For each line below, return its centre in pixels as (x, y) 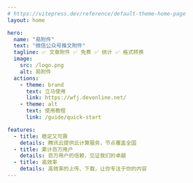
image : (23, 59)
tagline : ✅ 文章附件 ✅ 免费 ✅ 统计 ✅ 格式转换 (79, 52)
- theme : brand (42, 85)
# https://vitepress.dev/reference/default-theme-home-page (97, 14)
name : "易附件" (34, 39)
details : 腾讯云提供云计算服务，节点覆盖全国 (78, 143)
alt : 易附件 (36, 72)
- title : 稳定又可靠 (41, 136)
